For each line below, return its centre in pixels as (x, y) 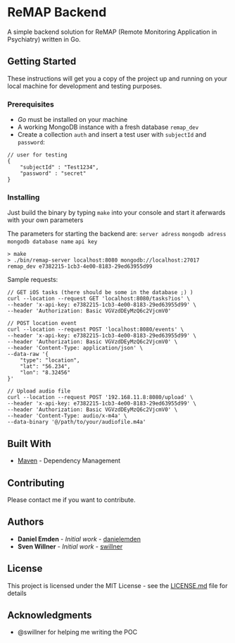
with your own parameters (45, 220)
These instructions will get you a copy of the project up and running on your (117, 78)
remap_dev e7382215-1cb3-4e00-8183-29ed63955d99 (80, 267)
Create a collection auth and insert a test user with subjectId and (112, 135)
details (17, 593)
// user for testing (38, 155)
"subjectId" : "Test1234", (59, 167)
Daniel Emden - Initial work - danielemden (79, 539)
